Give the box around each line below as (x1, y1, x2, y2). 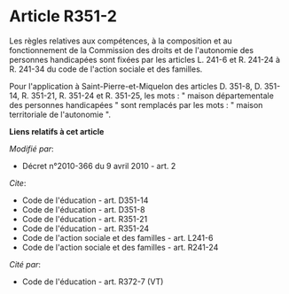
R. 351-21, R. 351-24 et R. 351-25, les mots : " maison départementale (21, 90, 275, 101)
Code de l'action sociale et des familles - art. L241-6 (21, 232, 214, 243)
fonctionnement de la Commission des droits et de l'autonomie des (9, 44, 254, 55)
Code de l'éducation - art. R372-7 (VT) (21, 276, 164, 287)
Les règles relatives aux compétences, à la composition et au (9, 35, 232, 46)
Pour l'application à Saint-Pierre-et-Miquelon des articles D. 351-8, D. (9, 81, 262, 91)
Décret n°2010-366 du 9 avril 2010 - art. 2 (21, 160, 176, 171)
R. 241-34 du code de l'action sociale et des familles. (9, 64, 203, 74)
